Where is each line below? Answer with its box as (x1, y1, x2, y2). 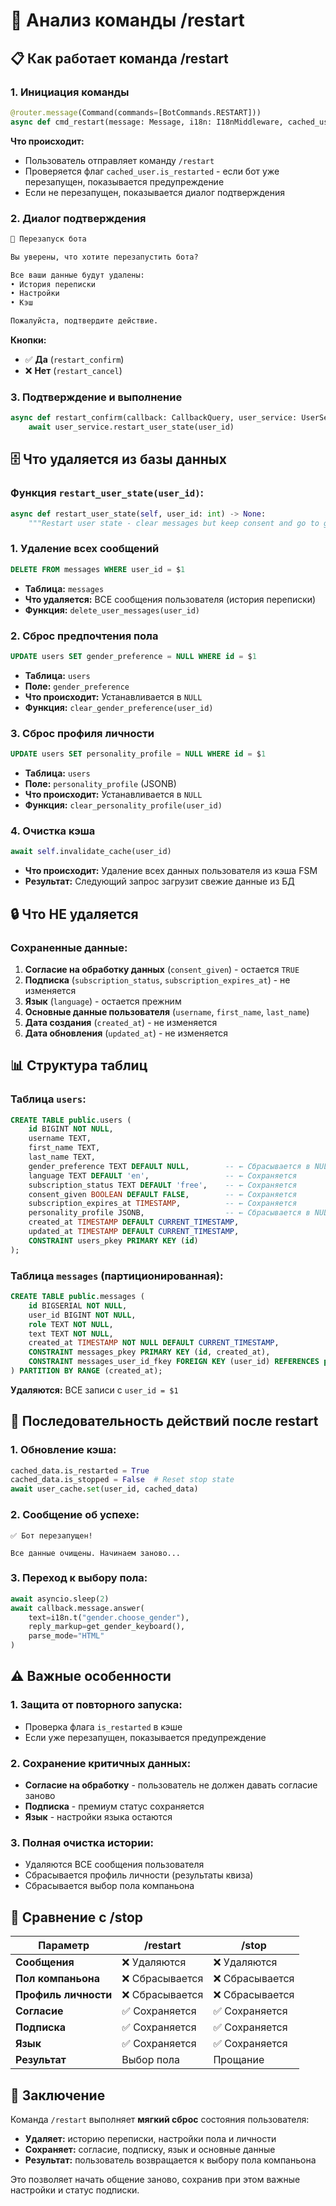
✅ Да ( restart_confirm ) (24, 354, 125, 366)
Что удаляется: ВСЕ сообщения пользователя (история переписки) (24, 593, 317, 605)
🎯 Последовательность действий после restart (10, 1413, 319, 1430)
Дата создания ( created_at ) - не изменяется (24, 1016, 218, 1028)
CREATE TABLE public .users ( (10, 1115, 132, 1125)
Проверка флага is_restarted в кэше (24, 1720, 183, 1733)
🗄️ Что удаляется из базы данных (10, 451, 227, 468)
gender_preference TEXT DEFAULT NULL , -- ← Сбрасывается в (28, 1161, 311, 1171)
